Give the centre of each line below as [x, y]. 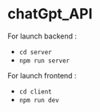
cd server [36, 52]
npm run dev [39, 100]
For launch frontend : [42, 75]
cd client [36, 92]
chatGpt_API [50, 14]
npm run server [44, 61]
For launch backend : [42, 36]
